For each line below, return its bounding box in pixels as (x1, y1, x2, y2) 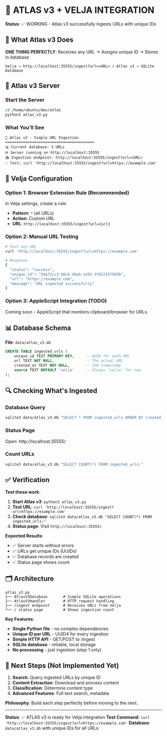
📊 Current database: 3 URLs (5, 145, 65, 150)
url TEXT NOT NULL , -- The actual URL (14, 358, 123, 363)
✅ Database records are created (12, 554, 79, 560)
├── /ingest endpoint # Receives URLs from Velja (5, 603, 121, 608)
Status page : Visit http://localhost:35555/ (12, 523, 102, 529)
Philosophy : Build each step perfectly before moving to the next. (5, 700, 138, 706)
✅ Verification (5, 476, 50, 484)
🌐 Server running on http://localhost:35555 (5, 150, 100, 156)
